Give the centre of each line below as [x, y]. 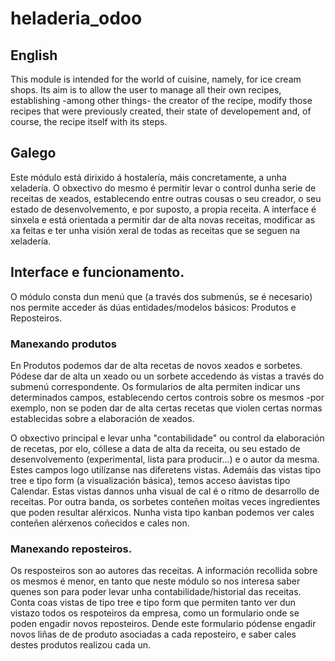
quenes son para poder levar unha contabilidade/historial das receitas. [156, 592]
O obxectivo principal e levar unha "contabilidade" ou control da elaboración [167, 438]
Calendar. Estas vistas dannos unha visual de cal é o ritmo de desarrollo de [165, 491]
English [34, 55]
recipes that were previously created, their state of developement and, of [161, 111]
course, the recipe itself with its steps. [89, 121]
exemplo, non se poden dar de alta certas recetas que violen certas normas [166, 408]
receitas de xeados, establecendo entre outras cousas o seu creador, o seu [166, 198]
